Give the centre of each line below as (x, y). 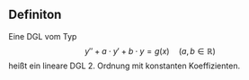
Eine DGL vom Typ (43, 36)
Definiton (35, 15)
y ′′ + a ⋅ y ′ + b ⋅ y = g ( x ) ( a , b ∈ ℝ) (150, 51)
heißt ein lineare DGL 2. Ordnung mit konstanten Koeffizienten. (124, 66)
